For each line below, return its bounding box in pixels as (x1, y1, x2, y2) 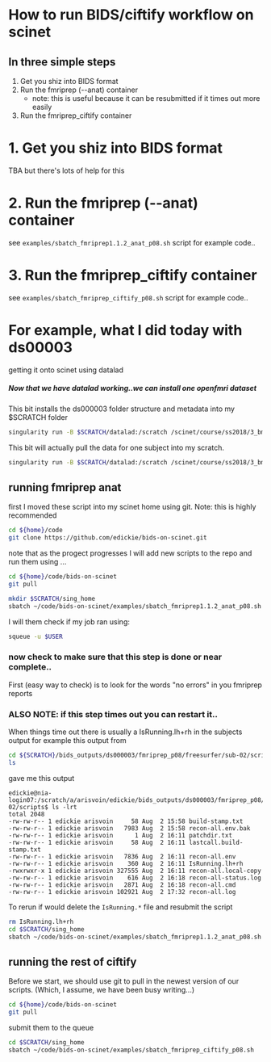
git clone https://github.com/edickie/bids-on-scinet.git (8, 534, 207, 542)
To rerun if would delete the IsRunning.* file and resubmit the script (8, 902, 233, 912)
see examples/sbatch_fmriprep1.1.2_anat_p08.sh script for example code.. (8, 237, 256, 247)
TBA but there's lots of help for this (8, 166, 125, 175)
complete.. (8, 661, 52, 673)
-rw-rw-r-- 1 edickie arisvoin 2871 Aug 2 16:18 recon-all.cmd (8, 880, 236, 889)
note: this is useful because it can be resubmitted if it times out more (31, 94, 261, 103)
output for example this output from (8, 736, 127, 745)
